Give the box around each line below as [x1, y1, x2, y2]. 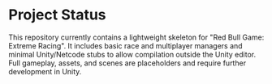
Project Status [8, 6, 107, 24]
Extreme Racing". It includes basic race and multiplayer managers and [8, 40, 243, 50]
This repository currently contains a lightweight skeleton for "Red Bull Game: [8, 32, 265, 42]
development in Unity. [8, 66, 82, 76]
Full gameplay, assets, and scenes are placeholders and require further [8, 58, 246, 68]
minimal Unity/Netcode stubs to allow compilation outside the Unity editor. [8, 49, 257, 59]
